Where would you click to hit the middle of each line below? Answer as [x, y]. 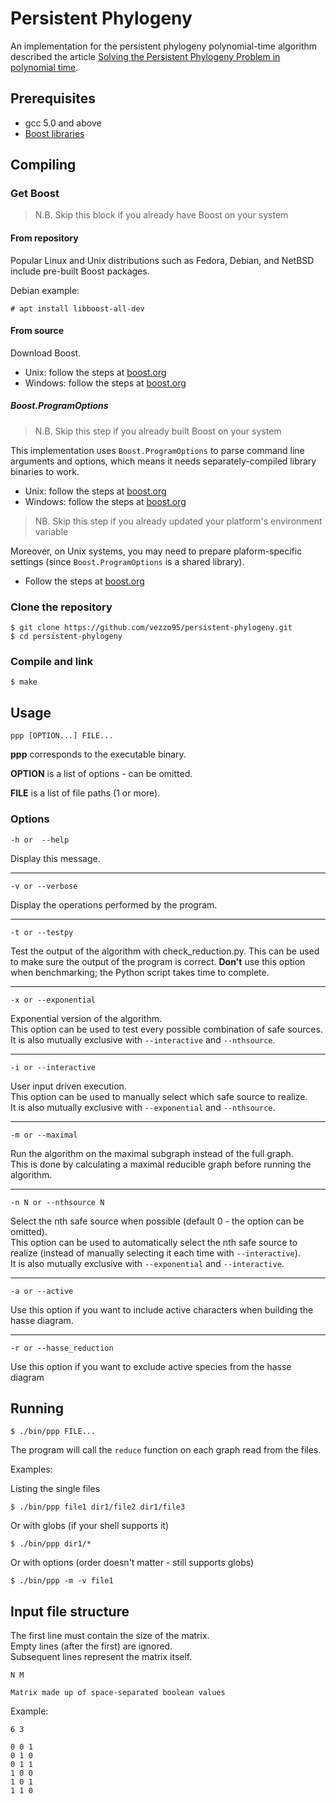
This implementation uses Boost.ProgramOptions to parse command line [157, 450]
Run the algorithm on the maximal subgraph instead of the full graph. [152, 1153]
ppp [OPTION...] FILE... [62, 736]
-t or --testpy [42, 932]
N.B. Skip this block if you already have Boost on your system [161, 215]
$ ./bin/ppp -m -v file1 [62, 1581]
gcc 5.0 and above [63, 123]
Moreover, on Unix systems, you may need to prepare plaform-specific [156, 551]
